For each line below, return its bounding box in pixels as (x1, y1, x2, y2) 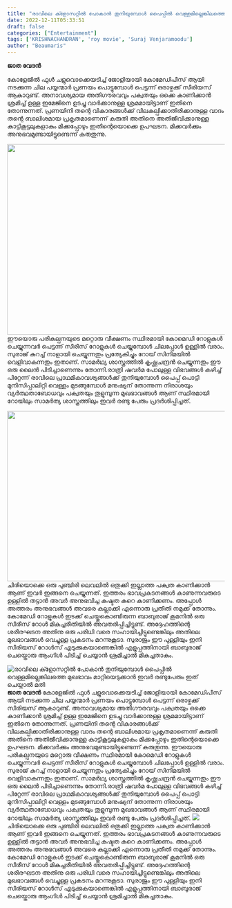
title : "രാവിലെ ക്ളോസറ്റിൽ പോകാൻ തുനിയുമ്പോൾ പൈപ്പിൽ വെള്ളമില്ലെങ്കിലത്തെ (7, 10, 226, 17)
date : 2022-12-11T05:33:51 (7, 17, 85, 24)
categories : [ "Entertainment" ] (7, 29, 97, 37)
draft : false (7, 23, 45, 30)
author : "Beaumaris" (7, 42, 67, 49)
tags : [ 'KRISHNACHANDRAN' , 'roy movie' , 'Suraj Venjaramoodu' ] (7, 36, 193, 43)
